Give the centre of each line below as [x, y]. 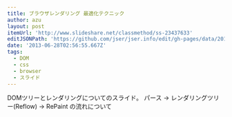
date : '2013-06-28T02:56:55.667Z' [57, 45]
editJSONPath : [28, 39]
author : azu [24, 20]
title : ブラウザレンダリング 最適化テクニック [66, 13]
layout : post [26, 26]
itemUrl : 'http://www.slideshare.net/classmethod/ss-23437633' [100, 33]
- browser [27, 71]
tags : [15, 52]
